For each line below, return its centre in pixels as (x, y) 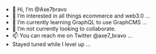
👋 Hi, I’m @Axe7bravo (39, 9)
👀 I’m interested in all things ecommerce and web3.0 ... (81, 16)
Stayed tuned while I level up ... (51, 44)
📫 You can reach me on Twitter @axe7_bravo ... (72, 35)
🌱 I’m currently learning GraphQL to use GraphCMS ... (80, 22)
